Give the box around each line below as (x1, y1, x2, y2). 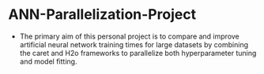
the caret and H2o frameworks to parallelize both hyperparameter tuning (19, 48, 257, 57)
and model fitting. (19, 57, 77, 66)
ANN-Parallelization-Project (8, 6, 196, 24)
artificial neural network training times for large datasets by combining (19, 39, 249, 49)
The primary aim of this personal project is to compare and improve (19, 31, 239, 41)
